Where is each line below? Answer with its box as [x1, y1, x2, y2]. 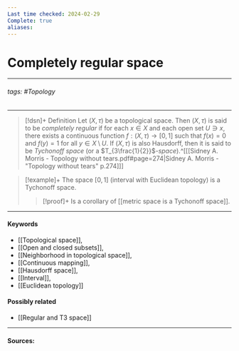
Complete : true [7, 17, 53, 24]
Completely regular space [7, 54, 164, 71]
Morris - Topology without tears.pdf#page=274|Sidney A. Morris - [24, 154, 219, 163]
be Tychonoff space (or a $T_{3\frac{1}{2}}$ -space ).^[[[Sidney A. [24, 146, 218, 155]
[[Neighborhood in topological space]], [17, 250, 132, 259]
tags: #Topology [7, 87, 55, 96]
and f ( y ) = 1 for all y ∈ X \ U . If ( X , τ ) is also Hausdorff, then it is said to [24, 138, 231, 147]
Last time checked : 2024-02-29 [7, 10, 100, 18]
